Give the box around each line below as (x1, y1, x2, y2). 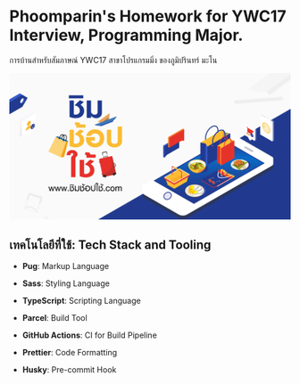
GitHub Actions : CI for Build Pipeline (21, 330, 158, 340)
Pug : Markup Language (21, 261, 110, 272)
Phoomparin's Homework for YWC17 (9, 6, 287, 27)
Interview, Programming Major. (9, 25, 244, 45)
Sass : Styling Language (21, 278, 110, 289)
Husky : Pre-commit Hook (21, 364, 117, 375)
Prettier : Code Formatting (21, 347, 118, 358)
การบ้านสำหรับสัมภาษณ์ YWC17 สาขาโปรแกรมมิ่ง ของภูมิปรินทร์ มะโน (9, 54, 218, 65)
